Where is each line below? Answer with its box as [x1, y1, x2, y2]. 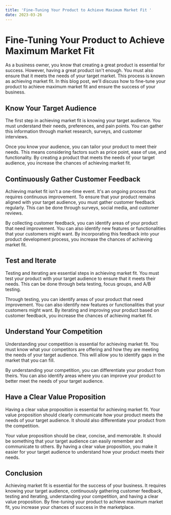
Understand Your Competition [5, 327, 103, 336]
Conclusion [5, 469, 43, 478]
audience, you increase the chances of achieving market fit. [5, 160, 131, 166]
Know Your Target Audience [5, 104, 97, 112]
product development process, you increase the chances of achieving [5, 236, 153, 243]
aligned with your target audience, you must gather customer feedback [5, 199, 155, 205]
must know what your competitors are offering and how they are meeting [5, 346, 159, 353]
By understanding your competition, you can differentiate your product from [5, 367, 165, 373]
